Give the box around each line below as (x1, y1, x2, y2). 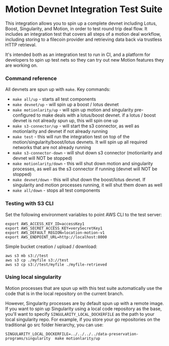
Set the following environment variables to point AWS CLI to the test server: (5, 211, 162, 218)
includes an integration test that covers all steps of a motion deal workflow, (5, 31, 161, 37)
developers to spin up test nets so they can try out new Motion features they (5, 57, 164, 63)
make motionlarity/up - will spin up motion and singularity (12, 107, 134, 113)
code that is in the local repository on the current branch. (5, 290, 124, 296)
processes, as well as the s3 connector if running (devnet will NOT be (12, 166, 157, 172)
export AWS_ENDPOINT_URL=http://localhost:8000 (5, 234, 107, 239)
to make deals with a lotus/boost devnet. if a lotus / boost (36, 112, 156, 118)
